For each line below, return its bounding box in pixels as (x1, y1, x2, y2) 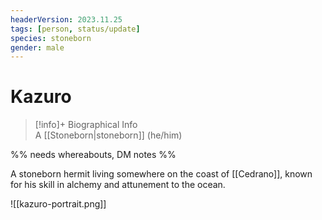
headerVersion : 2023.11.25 (10, 14, 123, 25)
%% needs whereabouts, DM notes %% (10, 149, 177, 161)
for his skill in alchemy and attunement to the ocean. (10, 179, 226, 191)
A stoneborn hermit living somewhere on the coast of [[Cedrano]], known (10, 168, 313, 180)
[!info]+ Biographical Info (34, 119, 138, 131)
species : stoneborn (10, 33, 92, 43)
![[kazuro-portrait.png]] (10, 198, 107, 210)
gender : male (10, 42, 65, 53)
